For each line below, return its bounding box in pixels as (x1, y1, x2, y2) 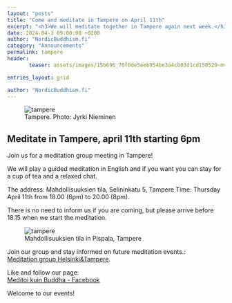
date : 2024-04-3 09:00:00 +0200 (7, 29, 100, 37)
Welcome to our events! (7, 289, 75, 297)
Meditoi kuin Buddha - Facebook (7, 276, 100, 284)
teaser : (28, 62, 51, 68)
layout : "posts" (7, 10, 54, 17)
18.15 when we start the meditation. (7, 214, 107, 222)
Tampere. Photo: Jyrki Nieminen (24, 113, 116, 121)
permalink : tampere (7, 49, 64, 56)
